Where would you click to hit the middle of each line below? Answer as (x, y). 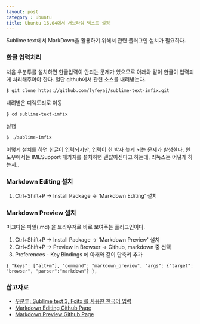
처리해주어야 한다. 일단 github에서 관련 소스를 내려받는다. (79, 79)
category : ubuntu (29, 17)
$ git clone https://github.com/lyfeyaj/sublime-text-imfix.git (88, 90)
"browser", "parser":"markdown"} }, (52, 271)
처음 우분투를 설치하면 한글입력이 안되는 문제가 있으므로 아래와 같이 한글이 (92, 72)
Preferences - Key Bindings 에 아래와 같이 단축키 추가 (79, 254)
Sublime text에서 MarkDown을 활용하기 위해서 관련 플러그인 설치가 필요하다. (96, 41)
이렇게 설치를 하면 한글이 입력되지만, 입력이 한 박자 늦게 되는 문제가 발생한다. (95, 149)
